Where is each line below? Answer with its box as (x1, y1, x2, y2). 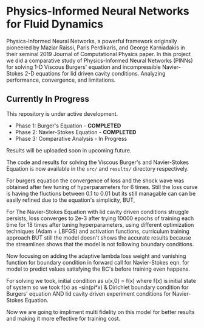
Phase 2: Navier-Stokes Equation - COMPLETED (15, 128, 137, 135)
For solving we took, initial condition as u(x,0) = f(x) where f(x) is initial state (6, 277, 196, 284)
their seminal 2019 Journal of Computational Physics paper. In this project (6, 50, 191, 57)
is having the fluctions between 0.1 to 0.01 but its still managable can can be (6, 190, 196, 197)
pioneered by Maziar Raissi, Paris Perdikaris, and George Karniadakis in (6, 44, 185, 51)
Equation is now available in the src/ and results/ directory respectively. (6, 165, 189, 172)
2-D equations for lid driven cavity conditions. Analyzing (24, 70, 166, 77)
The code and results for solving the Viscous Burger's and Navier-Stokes (6, 159, 189, 166)
